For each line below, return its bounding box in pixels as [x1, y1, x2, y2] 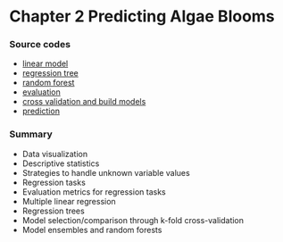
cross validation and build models [21, 96, 146, 107]
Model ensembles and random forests [21, 224, 162, 235]
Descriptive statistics [21, 158, 100, 169]
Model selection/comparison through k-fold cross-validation [21, 214, 244, 225]
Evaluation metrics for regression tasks [21, 186, 167, 197]
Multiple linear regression [21, 196, 116, 206]
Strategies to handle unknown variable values [21, 167, 190, 178]
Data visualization [21, 148, 88, 159]
